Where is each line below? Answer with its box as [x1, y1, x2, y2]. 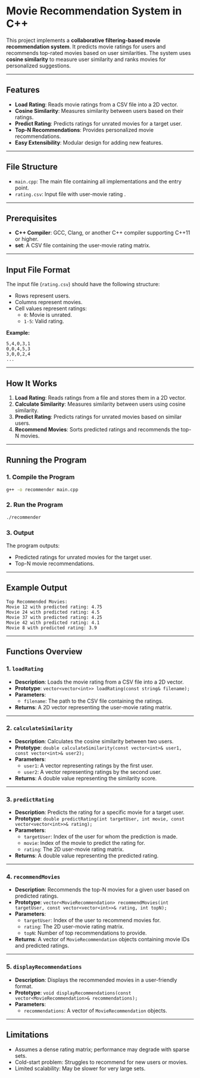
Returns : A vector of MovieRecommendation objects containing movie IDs [14, 936, 190, 943]
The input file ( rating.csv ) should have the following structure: [6, 281, 160, 288]
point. [14, 184, 30, 191]
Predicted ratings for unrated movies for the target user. [14, 554, 152, 561]
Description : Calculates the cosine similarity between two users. [14, 737, 174, 745]
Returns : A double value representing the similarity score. [14, 774, 157, 782]
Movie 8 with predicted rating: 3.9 [6, 624, 97, 631]
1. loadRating [6, 664, 43, 673]
